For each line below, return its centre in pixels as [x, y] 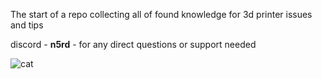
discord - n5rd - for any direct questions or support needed [133, 44]
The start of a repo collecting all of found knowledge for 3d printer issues [161, 14]
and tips [27, 25]
